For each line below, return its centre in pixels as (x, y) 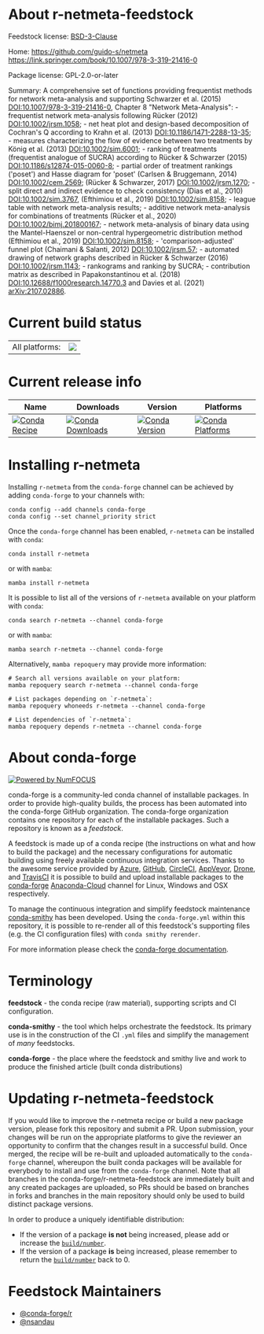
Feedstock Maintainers (85, 1291)
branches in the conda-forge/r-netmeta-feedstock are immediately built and (131, 1179)
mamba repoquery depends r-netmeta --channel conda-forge (105, 726)
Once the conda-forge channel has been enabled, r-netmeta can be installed (131, 531)
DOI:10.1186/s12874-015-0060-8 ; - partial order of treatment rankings (121, 165)
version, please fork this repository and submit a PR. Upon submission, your (131, 1129)
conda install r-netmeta (49, 554)
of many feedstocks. (42, 1043)
